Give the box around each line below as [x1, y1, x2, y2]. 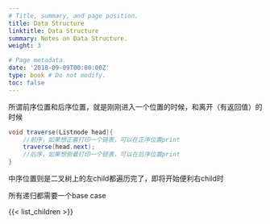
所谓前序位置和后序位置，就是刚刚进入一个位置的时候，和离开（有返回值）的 [8, 102, 263, 111]
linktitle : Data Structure [8, 27, 99, 35]
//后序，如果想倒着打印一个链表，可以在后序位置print [23, 151, 181, 159]
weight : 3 [8, 42, 42, 50]
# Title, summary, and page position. [8, 11, 139, 20]
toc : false [8, 78, 45, 87]
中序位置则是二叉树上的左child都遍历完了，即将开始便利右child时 [8, 174, 224, 183]
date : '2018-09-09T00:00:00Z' [8, 64, 110, 73]
